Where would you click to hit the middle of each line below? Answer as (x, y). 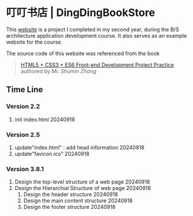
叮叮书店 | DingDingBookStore (81, 13)
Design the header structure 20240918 (71, 194)
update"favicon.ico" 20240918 (52, 153)
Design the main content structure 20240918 (78, 201)
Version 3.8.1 (25, 169)
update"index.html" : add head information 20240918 (79, 147)
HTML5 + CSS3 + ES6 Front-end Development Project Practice (97, 65)
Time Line (24, 90)
